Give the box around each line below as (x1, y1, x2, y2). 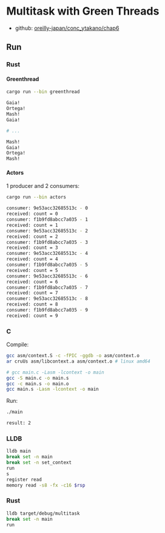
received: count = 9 (6, 312, 59, 319)
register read (6, 476, 42, 482)
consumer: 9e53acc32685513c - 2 (6, 228, 88, 234)
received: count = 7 (6, 290, 59, 296)
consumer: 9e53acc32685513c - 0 (6, 205, 88, 211)
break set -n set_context (6, 459, 72, 466)
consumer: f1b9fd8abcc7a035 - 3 (6, 239, 88, 245)
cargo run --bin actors (6, 194, 67, 200)
